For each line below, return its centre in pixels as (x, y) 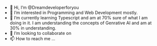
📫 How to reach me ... (32, 38)
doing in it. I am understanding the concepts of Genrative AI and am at (81, 23)
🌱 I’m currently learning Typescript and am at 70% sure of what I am (79, 18)
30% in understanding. (33, 28)
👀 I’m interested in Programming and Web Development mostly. (74, 13)
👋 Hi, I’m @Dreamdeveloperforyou (44, 8)
